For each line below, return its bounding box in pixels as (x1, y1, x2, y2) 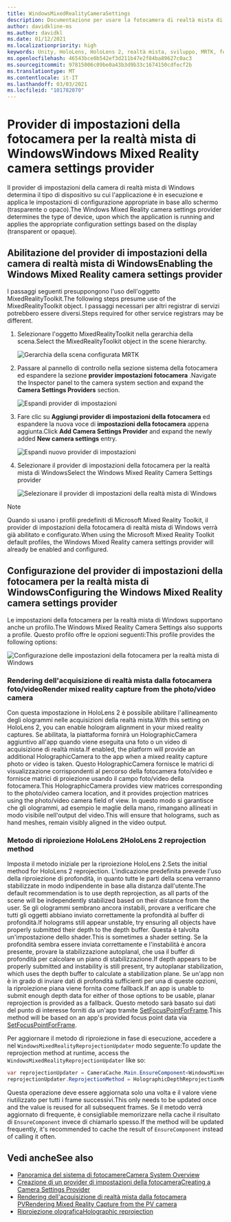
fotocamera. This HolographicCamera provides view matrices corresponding (7, 782, 223, 790)
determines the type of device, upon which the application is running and (7, 213, 214, 221)
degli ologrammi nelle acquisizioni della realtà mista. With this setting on (7, 715, 210, 724)
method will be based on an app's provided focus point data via (7, 1014, 188, 1022)
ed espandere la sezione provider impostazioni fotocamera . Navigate (16, 371, 217, 379)
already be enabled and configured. (7, 545, 109, 553)
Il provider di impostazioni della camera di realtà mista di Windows (7, 183, 195, 192)
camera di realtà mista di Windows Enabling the (7, 258, 213, 269)
